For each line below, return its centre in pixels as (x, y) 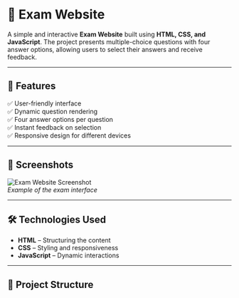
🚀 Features (32, 86)
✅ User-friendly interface (44, 103)
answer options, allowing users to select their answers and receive (105, 49)
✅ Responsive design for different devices (69, 135)
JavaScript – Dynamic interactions (68, 255)
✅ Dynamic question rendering (53, 111)
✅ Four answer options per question (60, 119)
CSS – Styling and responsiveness (68, 248)
